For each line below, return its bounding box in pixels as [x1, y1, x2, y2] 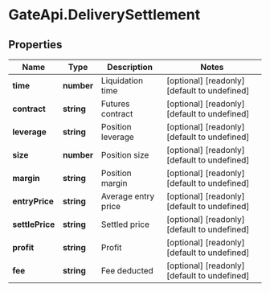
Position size [100, 150, 149, 160]
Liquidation [100, 75, 143, 86]
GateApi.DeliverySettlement [8, 6, 201, 24]
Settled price [100, 219, 150, 230]
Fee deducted [100, 265, 154, 276]
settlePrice [12, 219, 55, 230]
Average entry [100, 191, 155, 202]
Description [107, 62, 153, 72]
